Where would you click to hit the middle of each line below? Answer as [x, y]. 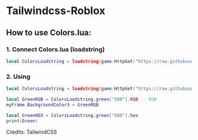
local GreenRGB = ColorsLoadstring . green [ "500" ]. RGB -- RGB [82, 99]
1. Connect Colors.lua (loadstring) [55, 49]
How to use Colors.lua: [49, 33]
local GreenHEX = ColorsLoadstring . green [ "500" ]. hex [72, 115]
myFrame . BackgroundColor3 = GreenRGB [52, 105]
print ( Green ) [22, 121]
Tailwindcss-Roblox [56, 11]
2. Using [18, 76]
